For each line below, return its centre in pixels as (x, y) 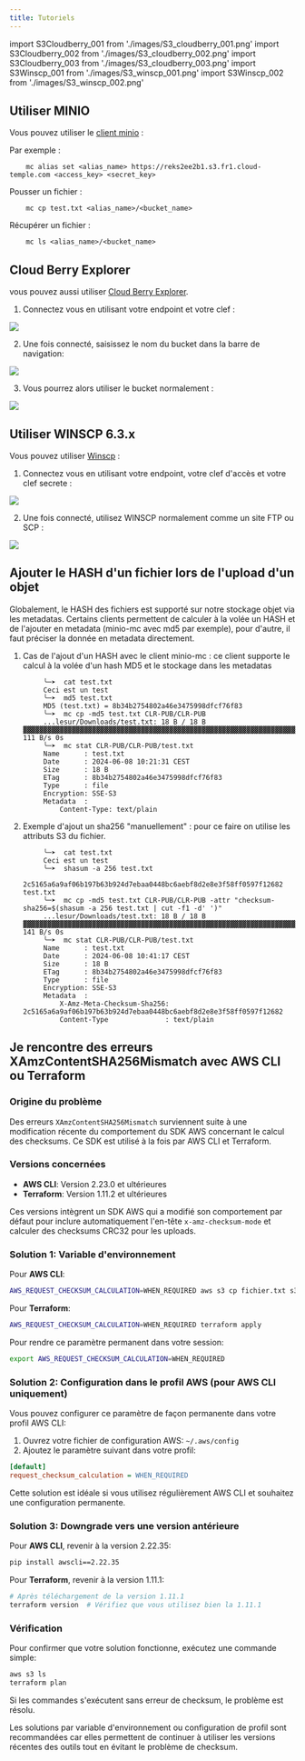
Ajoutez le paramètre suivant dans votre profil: (109, 1450)
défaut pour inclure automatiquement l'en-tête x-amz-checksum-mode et (140, 1221)
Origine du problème (56, 1102)
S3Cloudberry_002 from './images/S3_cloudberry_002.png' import (133, 53)
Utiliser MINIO (50, 111)
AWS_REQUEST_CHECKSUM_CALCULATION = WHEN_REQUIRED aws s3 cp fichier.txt (148, 1291)
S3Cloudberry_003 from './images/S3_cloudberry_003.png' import (133, 63)
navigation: (44, 354)
